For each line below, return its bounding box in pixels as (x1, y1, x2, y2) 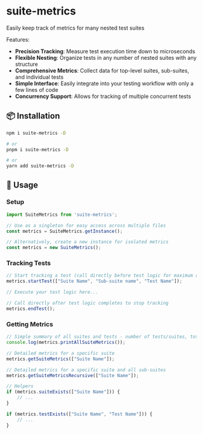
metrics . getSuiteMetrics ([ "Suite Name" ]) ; (6, 355, 115, 362)
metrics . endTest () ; (6, 305, 56, 312)
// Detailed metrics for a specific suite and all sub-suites (6, 367, 166, 373)
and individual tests (14, 73, 64, 80)
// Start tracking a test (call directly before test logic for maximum (6, 273, 193, 279)
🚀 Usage (6, 180, 38, 190)
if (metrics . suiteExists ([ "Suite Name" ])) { (6, 389, 120, 395)
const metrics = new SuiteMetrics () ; (6, 245, 101, 251)
